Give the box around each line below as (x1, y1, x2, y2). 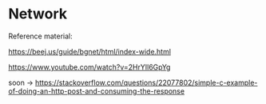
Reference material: (8, 31, 73, 41)
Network (8, 5, 68, 23)
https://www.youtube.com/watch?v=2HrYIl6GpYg (8, 62, 171, 72)
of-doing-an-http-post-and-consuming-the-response (8, 86, 185, 96)
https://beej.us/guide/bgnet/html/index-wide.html (8, 46, 172, 56)
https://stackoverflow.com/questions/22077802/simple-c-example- (34, 78, 258, 87)
